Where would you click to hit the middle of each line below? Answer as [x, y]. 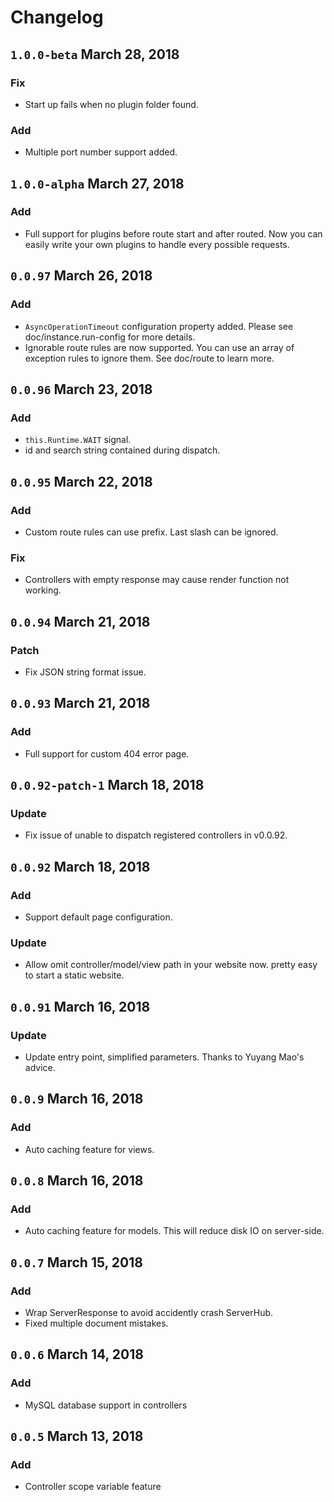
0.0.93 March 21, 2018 [80, 703]
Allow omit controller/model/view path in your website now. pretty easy [171, 965]
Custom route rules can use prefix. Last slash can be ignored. [151, 532]
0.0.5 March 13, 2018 [77, 1436]
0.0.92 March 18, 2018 [80, 866]
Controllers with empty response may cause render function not [157, 580]
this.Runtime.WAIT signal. [78, 440]
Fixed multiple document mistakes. [96, 1323]
